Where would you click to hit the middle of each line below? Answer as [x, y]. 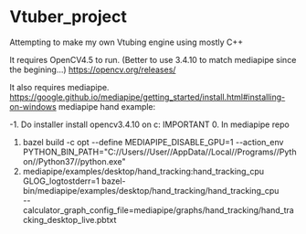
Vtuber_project [69, 17]
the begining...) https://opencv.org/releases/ [93, 69]
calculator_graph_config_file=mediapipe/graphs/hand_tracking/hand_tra [158, 210]
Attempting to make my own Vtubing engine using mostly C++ [127, 42]
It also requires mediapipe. [59, 87]
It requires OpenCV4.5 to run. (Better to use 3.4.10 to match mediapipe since [153, 59]
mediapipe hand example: [107, 106]
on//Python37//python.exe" [74, 161]
